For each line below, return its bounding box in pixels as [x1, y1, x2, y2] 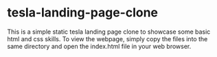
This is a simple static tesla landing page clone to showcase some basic [7, 27, 211, 36]
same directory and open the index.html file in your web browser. [7, 42, 192, 50]
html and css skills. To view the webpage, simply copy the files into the [7, 34, 208, 43]
